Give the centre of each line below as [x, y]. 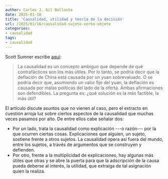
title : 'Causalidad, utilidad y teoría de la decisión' [65, 19]
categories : [18, 29]
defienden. [24, 150]
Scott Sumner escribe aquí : [33, 57]
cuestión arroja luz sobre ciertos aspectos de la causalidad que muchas [79, 113]
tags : [11, 38]
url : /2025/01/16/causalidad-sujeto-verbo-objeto [58, 24]
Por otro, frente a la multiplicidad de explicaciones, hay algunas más [83, 155]
